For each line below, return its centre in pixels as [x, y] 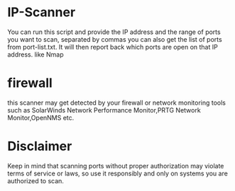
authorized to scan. [35, 180]
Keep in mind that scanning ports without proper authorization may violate [116, 166]
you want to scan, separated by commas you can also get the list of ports [115, 39]
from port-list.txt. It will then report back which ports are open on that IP [113, 47]
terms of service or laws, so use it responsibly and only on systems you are [118, 173]
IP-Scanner [42, 12]
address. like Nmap [35, 54]
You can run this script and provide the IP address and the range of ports [114, 32]
